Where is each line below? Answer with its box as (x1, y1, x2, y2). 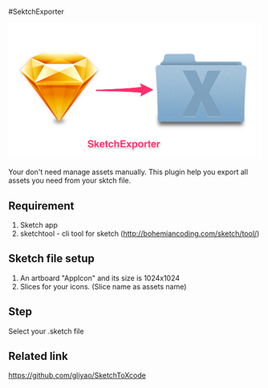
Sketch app (19, 220, 58, 229)
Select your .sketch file (8, 326, 84, 336)
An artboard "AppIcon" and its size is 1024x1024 (19, 273, 181, 283)
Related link (8, 350, 68, 363)
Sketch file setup (8, 252, 95, 265)
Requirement (8, 199, 75, 212)
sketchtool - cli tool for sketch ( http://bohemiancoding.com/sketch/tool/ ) (19, 228, 260, 238)
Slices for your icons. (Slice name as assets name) (19, 281, 187, 291)
